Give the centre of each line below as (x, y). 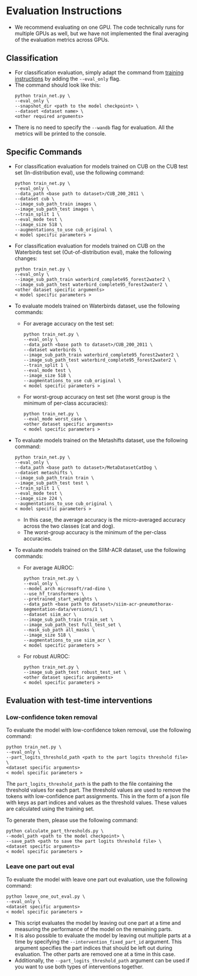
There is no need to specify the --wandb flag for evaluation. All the (94, 127)
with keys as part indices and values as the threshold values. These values (96, 803)
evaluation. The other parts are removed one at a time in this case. (95, 954)
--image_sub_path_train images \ (56, 204)
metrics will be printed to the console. (60, 133)
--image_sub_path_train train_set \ (68, 620)
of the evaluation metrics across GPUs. (62, 39)
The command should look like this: (58, 85)
